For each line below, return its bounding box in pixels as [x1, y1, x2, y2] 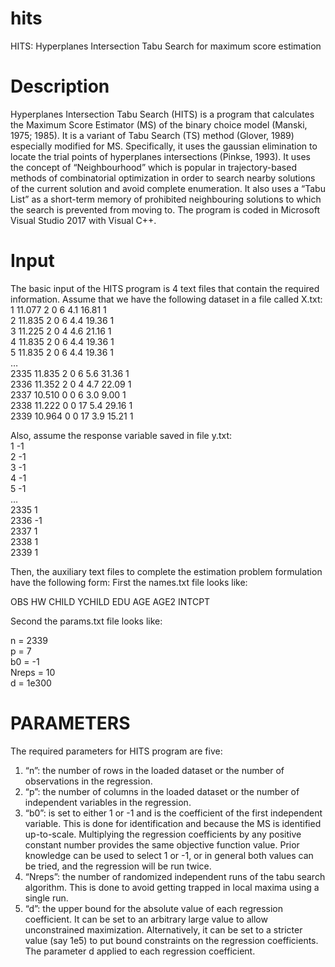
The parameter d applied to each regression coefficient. [24, 945, 256, 957]
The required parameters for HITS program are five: [10, 745, 223, 757]
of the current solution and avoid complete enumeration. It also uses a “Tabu [10, 182, 326, 194]
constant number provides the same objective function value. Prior [24, 838, 300, 851]
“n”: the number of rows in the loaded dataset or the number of [24, 764, 285, 776]
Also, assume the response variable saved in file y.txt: [10, 429, 233, 441]
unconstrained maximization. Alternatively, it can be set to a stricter [24, 923, 303, 936]
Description [10, 75, 110, 98]
